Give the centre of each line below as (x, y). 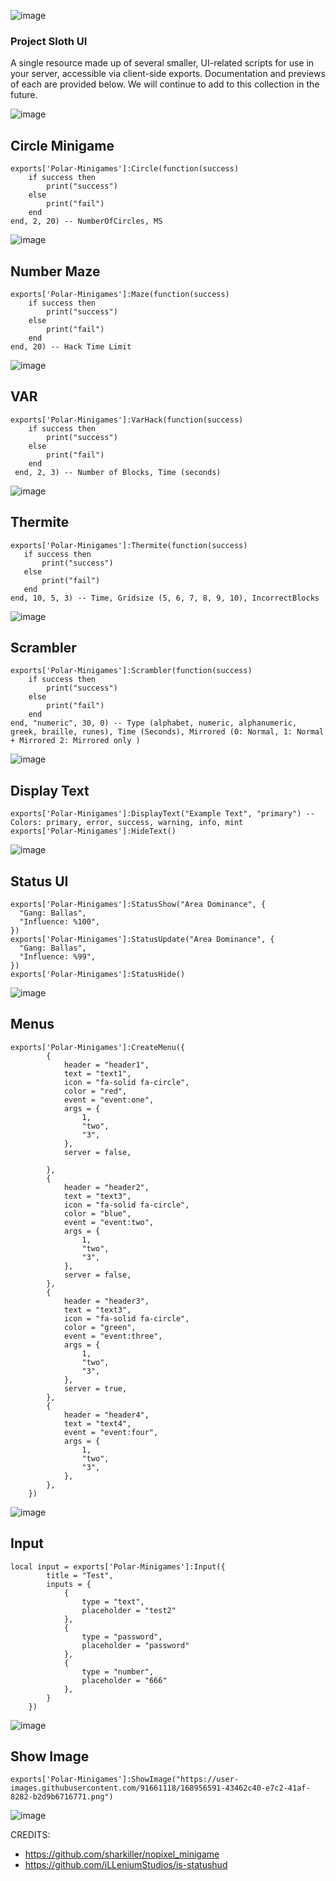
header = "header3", (106, 1301)
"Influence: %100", (60, 921)
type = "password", (122, 1636)
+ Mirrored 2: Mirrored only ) (75, 741)
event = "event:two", (109, 1222)
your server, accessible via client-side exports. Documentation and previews (168, 74)
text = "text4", (97, 1423)
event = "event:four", (111, 1432)
